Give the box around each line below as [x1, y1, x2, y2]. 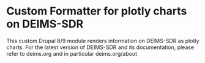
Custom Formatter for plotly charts [6, 4, 187, 18]
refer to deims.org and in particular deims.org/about [6, 50, 138, 57]
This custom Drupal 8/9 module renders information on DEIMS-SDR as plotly [6, 37, 199, 44]
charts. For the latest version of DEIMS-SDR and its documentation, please [6, 44, 195, 51]
